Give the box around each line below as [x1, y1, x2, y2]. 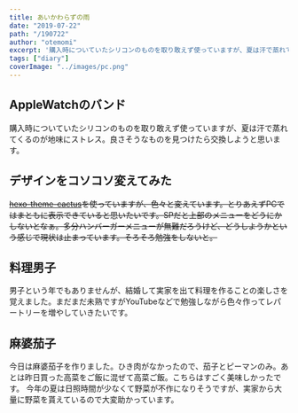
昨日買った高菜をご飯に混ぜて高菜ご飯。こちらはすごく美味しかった [24, 372, 274, 383]
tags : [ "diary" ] [9, 54, 69, 63]
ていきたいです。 [70, 308, 133, 318]
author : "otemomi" [9, 37, 77, 47]
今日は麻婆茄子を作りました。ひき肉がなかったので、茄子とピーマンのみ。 [9, 361, 281, 372]
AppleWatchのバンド [9, 97, 127, 113]
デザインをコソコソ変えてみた [9, 174, 172, 189]
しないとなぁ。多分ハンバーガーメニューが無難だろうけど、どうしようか [9, 221, 272, 231]
